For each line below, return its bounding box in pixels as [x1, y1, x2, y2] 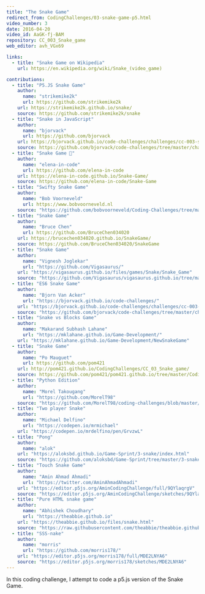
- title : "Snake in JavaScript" [12, 116, 95, 122]
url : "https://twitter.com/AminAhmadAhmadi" [22, 479, 138, 485]
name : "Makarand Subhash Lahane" [22, 326, 108, 333]
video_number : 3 [6, 20, 48, 26]
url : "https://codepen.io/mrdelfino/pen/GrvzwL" [17, 428, 143, 434]
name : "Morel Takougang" [22, 388, 86, 394]
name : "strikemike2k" [22, 93, 78, 100]
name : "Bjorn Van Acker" [22, 292, 86, 298]
